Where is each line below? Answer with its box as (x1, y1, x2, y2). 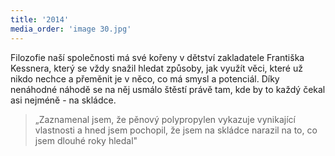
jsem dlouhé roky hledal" (34, 134, 138, 146)
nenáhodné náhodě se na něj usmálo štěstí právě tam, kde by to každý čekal (10, 83, 326, 95)
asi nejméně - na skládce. (10, 94, 117, 106)
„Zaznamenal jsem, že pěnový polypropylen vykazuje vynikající (34, 113, 296, 125)
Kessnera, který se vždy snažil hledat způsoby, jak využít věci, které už (10, 62, 303, 74)
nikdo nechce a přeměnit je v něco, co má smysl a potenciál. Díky (10, 72, 280, 85)
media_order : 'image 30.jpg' (10, 24, 132, 34)
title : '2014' (10, 14, 70, 25)
